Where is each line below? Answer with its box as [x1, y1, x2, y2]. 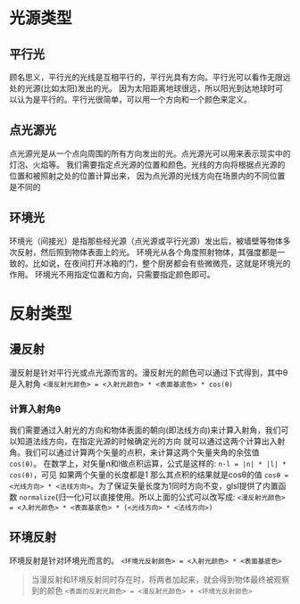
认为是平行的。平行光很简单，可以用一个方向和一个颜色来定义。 [16, 95, 252, 104]
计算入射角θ [9, 402, 62, 415]
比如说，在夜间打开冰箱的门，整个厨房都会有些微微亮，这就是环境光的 [32, 258, 291, 269]
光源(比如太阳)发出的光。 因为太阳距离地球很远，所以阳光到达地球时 [24, 83, 276, 94]
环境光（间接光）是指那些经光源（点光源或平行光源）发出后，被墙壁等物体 [9, 236, 283, 246]
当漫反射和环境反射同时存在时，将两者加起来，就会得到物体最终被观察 [30, 574, 290, 584]
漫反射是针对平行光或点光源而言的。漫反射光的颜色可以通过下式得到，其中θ [9, 367, 288, 377]
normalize [19, 492, 56, 502]
